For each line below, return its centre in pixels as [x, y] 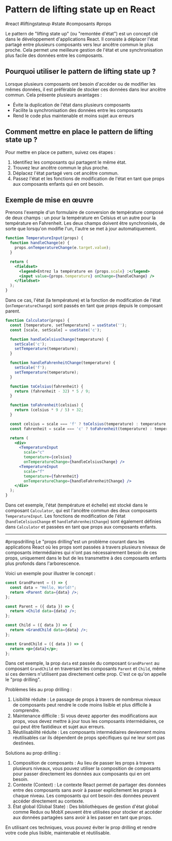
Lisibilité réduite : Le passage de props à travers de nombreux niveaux [87, 699]
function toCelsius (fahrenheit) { [47, 386]
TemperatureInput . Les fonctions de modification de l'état [66, 516]
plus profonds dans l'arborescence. [43, 563]
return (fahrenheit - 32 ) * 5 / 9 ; [52, 391]
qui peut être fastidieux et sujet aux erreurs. [59, 727]
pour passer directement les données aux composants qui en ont [81, 774]
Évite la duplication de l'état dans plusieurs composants [71, 105]
